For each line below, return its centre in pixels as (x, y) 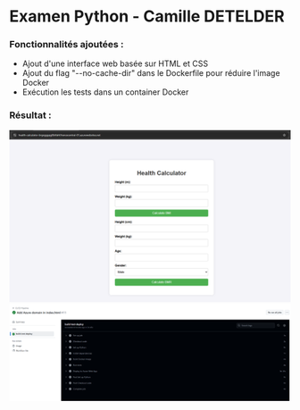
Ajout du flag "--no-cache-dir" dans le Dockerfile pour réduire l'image (151, 73)
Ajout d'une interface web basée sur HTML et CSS (115, 63)
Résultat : (30, 115)
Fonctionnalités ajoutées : (67, 45)
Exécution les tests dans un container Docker (105, 92)
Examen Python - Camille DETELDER (147, 17)
